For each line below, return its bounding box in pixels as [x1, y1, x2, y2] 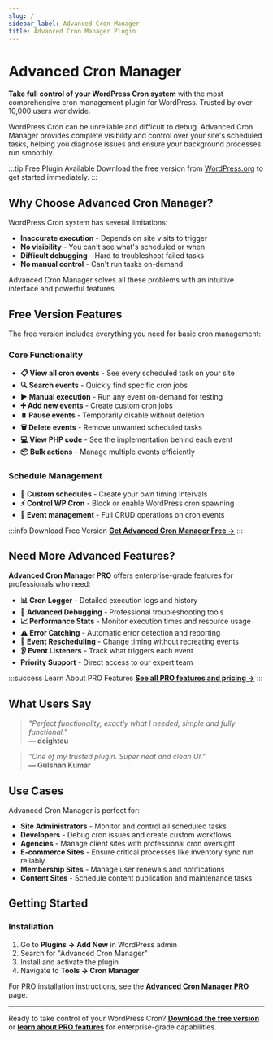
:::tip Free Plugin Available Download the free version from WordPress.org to [8, 164, 264, 173]
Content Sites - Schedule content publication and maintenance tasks [19, 872, 253, 883]
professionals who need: [8, 579, 91, 589]
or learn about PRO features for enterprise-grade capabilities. [8, 1022, 217, 1032]
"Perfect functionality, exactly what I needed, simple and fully [28, 719, 236, 728]
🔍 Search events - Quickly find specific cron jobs [19, 380, 188, 391]
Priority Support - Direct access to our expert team [19, 658, 193, 667]
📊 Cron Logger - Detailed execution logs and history [19, 596, 198, 605]
